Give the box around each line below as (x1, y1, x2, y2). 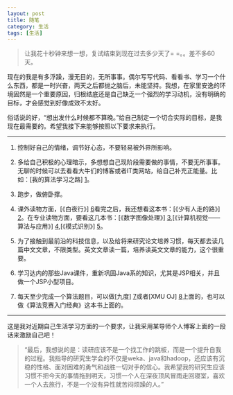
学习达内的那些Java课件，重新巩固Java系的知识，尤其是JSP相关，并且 (17, 269, 221, 277)
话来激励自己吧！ (7, 331, 56, 340)
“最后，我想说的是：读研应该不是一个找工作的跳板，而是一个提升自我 (24, 346, 222, 354)
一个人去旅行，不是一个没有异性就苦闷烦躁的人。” (24, 380, 164, 389)
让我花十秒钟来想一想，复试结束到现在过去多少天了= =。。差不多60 (24, 49, 215, 58)
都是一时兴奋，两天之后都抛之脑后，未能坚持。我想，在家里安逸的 (31, 81, 220, 90)
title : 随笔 (7, 17, 40, 24)
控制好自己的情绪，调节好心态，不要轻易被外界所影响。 (17, 143, 175, 152)
